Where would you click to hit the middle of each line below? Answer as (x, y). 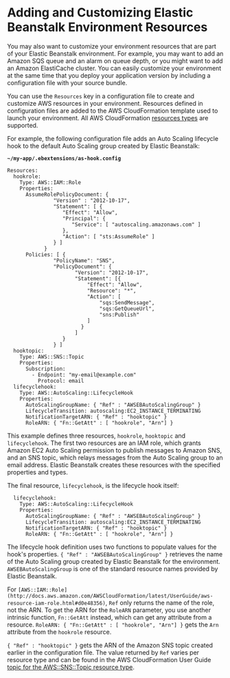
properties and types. (38, 472)
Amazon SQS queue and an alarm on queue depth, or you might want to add (115, 60)
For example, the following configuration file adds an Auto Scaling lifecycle (113, 138)
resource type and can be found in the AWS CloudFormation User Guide (109, 659)
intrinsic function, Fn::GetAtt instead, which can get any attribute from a (110, 617)
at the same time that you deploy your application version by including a (109, 75)
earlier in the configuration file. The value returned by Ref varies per (103, 652)
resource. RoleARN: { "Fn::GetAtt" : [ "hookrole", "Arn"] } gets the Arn (113, 624)
